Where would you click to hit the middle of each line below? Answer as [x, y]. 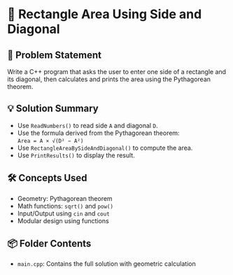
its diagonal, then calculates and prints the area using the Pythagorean [109, 79]
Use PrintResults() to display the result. [76, 155]
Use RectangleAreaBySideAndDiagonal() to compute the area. [105, 148]
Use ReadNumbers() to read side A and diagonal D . [87, 125]
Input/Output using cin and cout [63, 213]
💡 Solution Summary [53, 109]
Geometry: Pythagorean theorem [65, 198]
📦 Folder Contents [49, 244]
